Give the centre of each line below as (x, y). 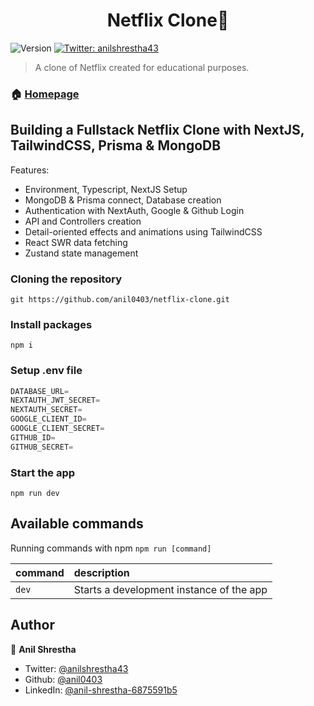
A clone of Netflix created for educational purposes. (142, 67)
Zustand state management (81, 253)
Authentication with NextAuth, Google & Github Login (134, 210)
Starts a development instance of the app (170, 589)
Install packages (51, 324)
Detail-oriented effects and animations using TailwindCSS (143, 231)
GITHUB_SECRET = (42, 447)
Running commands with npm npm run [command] (111, 548)
